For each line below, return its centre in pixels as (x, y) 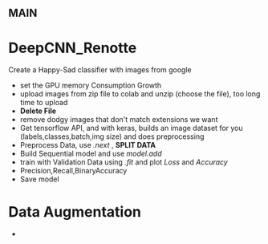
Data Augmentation (75, 211)
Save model (39, 179)
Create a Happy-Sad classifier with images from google (100, 70)
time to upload (44, 103)
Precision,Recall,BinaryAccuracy (73, 171)
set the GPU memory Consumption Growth (91, 85)
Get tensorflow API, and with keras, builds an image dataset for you (131, 128)
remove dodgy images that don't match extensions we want (119, 120)
